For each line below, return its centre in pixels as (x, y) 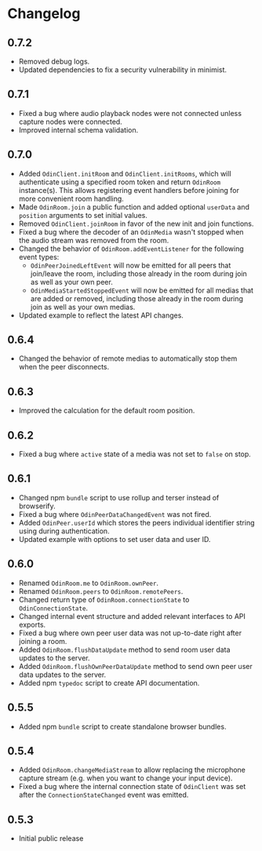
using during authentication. (64, 531)
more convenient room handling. (71, 198)
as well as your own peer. (71, 282)
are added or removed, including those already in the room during (137, 298)
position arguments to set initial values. (83, 215)
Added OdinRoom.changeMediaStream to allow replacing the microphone (132, 770)
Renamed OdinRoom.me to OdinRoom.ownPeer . (88, 583)
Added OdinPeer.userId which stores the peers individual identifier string (137, 522)
